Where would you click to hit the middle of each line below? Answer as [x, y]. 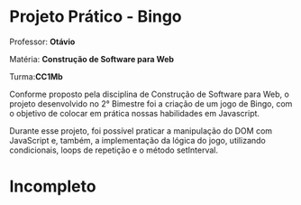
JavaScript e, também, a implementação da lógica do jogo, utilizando [137, 140]
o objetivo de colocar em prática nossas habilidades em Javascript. [134, 113]
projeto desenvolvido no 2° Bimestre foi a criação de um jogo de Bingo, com [151, 103]
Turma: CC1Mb [36, 76]
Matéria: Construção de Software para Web [91, 59]
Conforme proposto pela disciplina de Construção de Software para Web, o [150, 94]
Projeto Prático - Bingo [96, 17]
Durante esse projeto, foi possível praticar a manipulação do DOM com [141, 130]
